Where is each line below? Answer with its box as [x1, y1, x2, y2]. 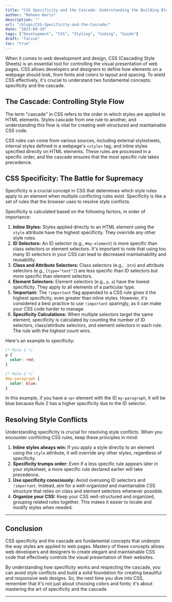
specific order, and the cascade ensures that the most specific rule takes [5, 154, 160, 160]
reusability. [12, 257, 36, 263]
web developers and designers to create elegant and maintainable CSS [5, 549, 155, 555]
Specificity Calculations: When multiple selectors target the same [12, 312, 154, 318]
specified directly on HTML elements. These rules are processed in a [5, 148, 151, 154]
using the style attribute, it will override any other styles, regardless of [12, 450, 162, 456]
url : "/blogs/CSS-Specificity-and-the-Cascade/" [5, 22, 111, 27]
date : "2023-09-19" [5, 27, 47, 32]
